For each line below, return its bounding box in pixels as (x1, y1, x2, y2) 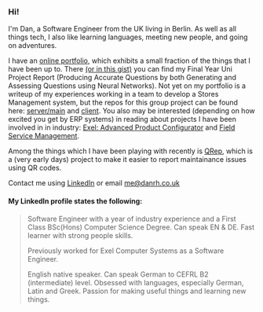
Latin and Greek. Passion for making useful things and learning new (27, 286, 247, 295)
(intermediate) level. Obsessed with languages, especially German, (27, 277, 244, 287)
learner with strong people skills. (27, 230, 133, 240)
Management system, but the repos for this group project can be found (8, 97, 238, 108)
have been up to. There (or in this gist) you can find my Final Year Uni (8, 64, 233, 74)
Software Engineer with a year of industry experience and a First (27, 214, 237, 223)
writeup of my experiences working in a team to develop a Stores (8, 90, 219, 99)
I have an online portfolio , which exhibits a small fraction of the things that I (8, 56, 251, 65)
